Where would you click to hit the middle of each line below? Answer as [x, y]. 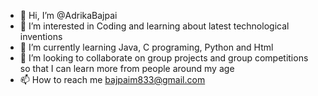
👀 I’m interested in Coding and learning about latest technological [154, 26]
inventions [41, 36]
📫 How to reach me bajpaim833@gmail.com [112, 79]
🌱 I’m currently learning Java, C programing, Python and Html [146, 47]
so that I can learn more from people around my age [127, 68]
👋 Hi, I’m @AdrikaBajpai [68, 15]
